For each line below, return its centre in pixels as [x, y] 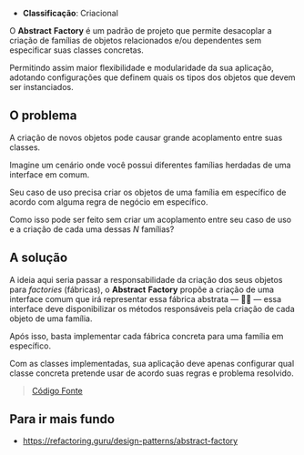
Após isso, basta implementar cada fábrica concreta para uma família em [147, 336]
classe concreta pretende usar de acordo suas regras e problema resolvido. [152, 373]
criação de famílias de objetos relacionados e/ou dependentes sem [136, 40]
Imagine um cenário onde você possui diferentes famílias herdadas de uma [150, 165]
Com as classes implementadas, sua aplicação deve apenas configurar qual [152, 363]
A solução [39, 258]
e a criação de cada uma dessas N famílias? [92, 229]
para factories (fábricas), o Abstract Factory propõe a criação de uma [142, 289]
